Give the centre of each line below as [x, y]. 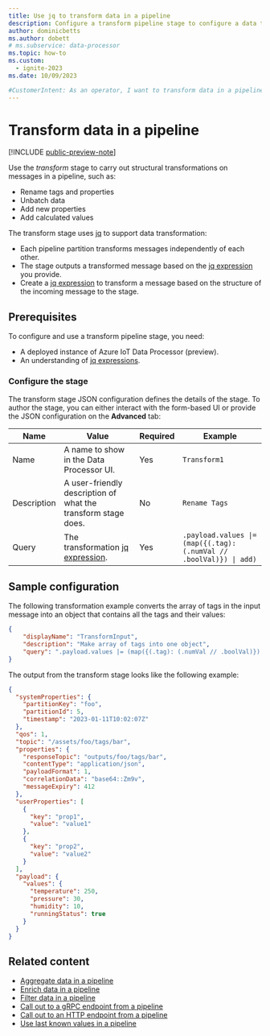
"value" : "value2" [60, 854]
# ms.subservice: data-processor [64, 46]
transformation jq [96, 547]
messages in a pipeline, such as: [62, 176]
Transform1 [203, 459]
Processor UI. [89, 469]
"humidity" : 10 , [57, 906]
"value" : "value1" [60, 824]
